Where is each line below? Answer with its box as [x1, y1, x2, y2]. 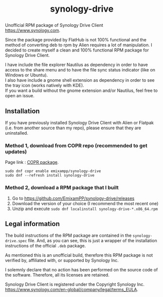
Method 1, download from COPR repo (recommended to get [5, 142, 147, 149]
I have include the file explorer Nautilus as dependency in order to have [5, 62, 148, 68]
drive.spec [5, 239, 27, 244]
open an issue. [5, 93, 35, 99]
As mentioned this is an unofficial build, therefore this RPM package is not [5, 252, 153, 258]
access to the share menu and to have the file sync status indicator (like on [5, 67, 156, 73]
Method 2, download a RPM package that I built [5, 184, 119, 191]
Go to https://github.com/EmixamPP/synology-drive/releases [12, 195, 135, 201]
